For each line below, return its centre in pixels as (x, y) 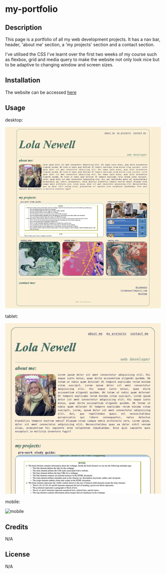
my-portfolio (32, 9)
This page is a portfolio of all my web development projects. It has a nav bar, (83, 39)
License (18, 554)
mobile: (13, 502)
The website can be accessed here (41, 92)
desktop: (14, 120)
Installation (23, 80)
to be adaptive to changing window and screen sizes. (59, 65)
